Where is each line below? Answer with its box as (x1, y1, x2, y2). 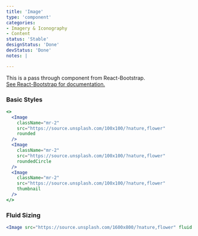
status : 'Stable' (6, 36, 49, 42)
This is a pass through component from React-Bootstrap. (6, 74, 145, 81)
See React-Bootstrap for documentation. (6, 81, 106, 88)
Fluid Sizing (6, 211, 41, 219)
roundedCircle (17, 158, 52, 164)
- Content (6, 31, 31, 37)
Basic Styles (6, 95, 43, 104)
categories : (6, 20, 36, 25)
